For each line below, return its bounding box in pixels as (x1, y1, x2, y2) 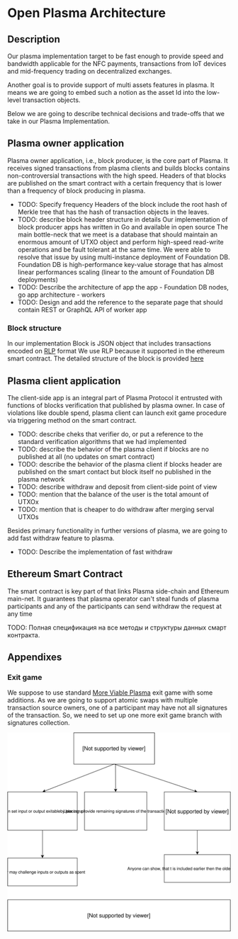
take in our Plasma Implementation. (7, 117, 110, 125)
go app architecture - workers (17, 290, 106, 299)
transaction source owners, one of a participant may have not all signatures (7, 703, 228, 712)
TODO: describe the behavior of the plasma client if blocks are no (17, 445, 210, 453)
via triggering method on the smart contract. (7, 416, 137, 424)
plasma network (17, 474, 65, 483)
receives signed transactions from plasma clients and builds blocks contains (7, 164, 230, 172)
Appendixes (7, 651, 62, 664)
